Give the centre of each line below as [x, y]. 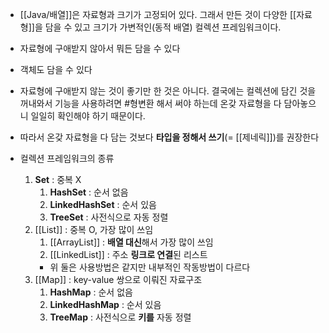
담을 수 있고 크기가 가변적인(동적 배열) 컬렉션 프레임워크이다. [163, 27]
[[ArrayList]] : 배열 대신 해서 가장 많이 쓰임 [131, 242]
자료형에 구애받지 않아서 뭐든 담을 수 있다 [100, 48]
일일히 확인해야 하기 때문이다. [88, 116]
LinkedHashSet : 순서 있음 [103, 204]
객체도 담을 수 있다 [56, 69]
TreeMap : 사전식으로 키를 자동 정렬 [120, 317]
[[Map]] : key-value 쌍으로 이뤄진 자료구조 [118, 279]
